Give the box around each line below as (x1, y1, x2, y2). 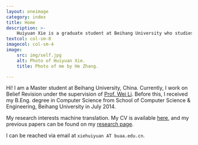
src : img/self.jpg (16, 52, 62, 58)
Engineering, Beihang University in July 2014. (6, 103, 116, 110)
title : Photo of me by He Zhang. (16, 63, 99, 69)
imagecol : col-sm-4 (6, 42, 54, 48)
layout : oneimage (6, 8, 49, 15)
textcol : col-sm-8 (6, 36, 51, 42)
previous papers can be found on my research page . (6, 121, 134, 128)
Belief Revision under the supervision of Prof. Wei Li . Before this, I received (6, 90, 188, 97)
